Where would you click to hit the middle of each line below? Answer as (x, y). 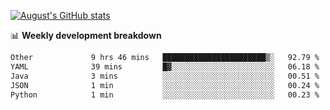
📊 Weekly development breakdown (86, 35)
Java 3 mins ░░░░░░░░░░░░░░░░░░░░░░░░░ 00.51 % (165, 76)
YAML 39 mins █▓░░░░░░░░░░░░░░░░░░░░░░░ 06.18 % (165, 66)
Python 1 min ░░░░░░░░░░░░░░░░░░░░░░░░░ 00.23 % (165, 95)
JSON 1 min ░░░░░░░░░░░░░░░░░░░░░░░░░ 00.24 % (165, 85)
